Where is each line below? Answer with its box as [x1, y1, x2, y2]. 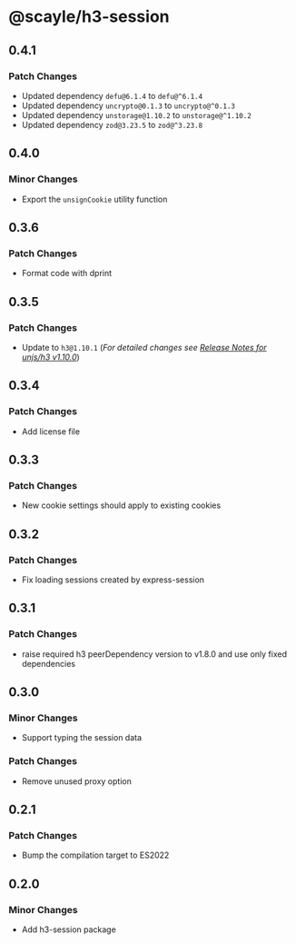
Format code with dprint [21, 268, 113, 279]
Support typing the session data [21, 732, 143, 743]
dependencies [21, 658, 76, 669]
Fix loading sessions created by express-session [21, 574, 205, 585]
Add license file [21, 425, 81, 437]
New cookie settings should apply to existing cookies [21, 500, 222, 511]
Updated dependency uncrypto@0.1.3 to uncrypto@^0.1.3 [21, 100, 235, 111]
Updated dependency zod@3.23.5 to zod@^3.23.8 [21, 119, 203, 130]
